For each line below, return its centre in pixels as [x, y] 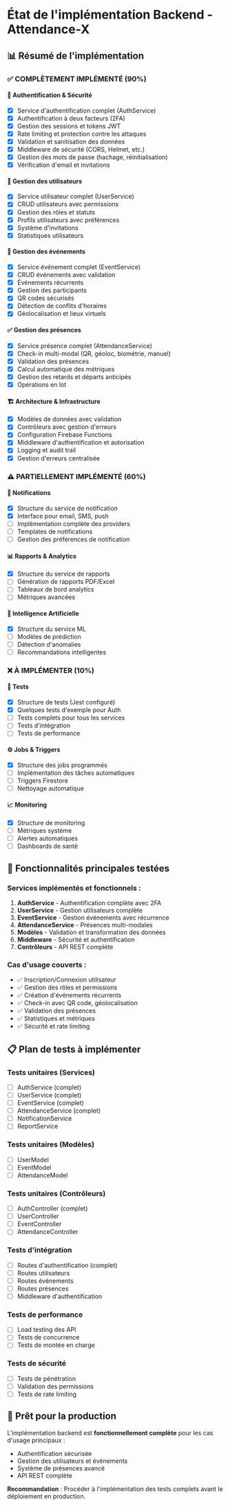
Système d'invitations [48, 227]
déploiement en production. [46, 1496]
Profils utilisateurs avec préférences [68, 220]
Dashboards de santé [48, 846]
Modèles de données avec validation [69, 419]
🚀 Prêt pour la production [62, 1416]
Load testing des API [46, 1330]
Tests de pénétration [46, 1378]
